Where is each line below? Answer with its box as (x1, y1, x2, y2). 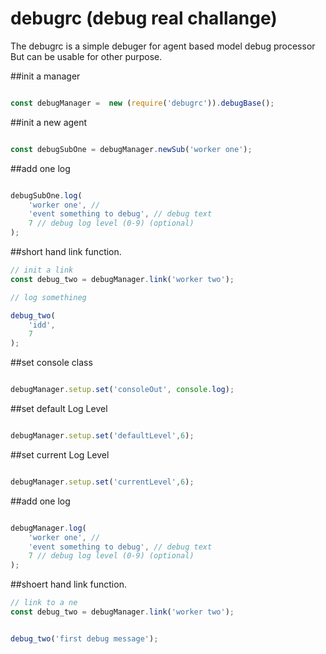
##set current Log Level (10, 448, 110, 461)
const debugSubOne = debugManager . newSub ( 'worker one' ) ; (10, 144, 253, 154)
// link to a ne (10, 598, 78, 608)
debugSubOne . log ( (10, 190, 83, 201)
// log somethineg (10, 292, 87, 302)
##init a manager (10, 70, 81, 82)
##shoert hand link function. (10, 578, 127, 591)
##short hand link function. (10, 246, 122, 258)
